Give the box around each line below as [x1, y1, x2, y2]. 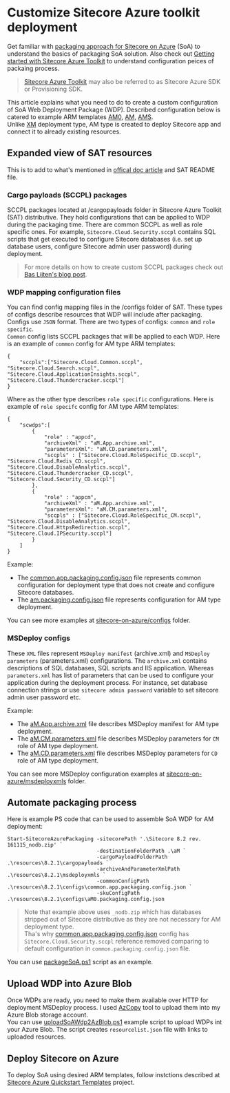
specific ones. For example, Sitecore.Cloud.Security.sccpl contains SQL [7, 228, 216, 236]
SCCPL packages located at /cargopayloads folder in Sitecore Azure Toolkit [7, 206, 222, 214]
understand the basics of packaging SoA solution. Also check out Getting [7, 50, 215, 58]
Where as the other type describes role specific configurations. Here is [7, 395, 214, 403]
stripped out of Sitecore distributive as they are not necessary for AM [23, 915, 221, 924]
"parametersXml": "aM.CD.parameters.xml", [43, 446, 168, 453]
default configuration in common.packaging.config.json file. [23, 944, 191, 953]
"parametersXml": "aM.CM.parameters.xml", [43, 506, 168, 513]
